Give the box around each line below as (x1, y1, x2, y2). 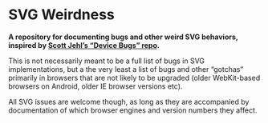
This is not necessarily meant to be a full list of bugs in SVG (8, 56, 205, 65)
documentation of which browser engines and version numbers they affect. (8, 105, 258, 115)
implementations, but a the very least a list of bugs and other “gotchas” (8, 64, 244, 73)
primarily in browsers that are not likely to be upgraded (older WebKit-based (8, 73, 261, 82)
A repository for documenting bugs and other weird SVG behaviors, (8, 32, 238, 42)
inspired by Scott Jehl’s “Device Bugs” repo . (8, 40, 160, 50)
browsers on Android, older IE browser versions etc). (8, 81, 183, 91)
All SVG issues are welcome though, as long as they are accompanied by (8, 97, 250, 106)
